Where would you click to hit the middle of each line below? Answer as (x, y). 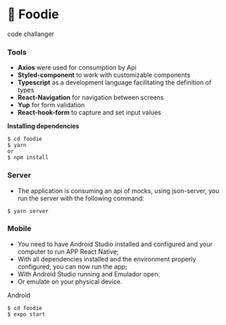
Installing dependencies (43, 126)
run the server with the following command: (81, 198)
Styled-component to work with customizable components (104, 75)
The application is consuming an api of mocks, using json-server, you (118, 190)
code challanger (31, 34)
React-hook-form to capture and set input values (89, 113)
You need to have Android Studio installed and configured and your (115, 244)
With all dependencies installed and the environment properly (107, 259)
